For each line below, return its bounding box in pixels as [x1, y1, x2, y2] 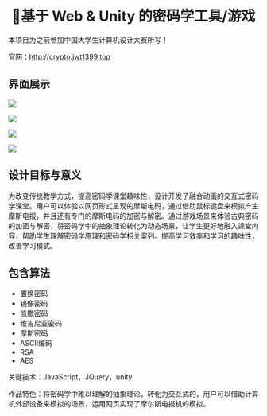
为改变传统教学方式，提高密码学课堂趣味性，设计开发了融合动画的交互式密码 [8, 191, 259, 200]
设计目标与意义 [8, 169, 82, 182]
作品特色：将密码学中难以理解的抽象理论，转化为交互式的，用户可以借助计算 [8, 389, 259, 399]
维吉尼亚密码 [19, 319, 62, 329]
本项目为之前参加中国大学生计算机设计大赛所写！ [8, 35, 168, 45]
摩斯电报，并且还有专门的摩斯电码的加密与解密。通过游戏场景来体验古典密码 [8, 211, 259, 220]
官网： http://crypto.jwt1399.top [8, 52, 111, 61]
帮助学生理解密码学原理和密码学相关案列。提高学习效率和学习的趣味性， [21, 231, 259, 240]
